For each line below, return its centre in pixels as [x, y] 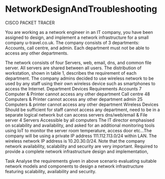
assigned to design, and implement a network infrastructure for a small [77, 37]
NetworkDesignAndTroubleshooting [81, 9]
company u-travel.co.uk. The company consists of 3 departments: [72, 42]
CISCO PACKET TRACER [30, 23]
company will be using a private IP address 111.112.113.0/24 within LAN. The [81, 136]
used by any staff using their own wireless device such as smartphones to [80, 83]
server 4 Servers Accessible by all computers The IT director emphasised [80, 120]
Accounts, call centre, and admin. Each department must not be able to [77, 48]
